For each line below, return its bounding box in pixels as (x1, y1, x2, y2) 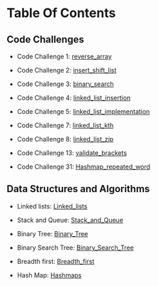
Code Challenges (6, 33, 84, 46)
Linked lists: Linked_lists (16, 201, 88, 211)
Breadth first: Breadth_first (16, 257, 95, 265)
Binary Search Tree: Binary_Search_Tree (16, 243, 134, 252)
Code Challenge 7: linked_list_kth (16, 121, 114, 129)
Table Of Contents (6, 5, 116, 21)
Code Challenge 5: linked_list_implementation (16, 107, 150, 115)
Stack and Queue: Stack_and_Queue (16, 216, 123, 224)
